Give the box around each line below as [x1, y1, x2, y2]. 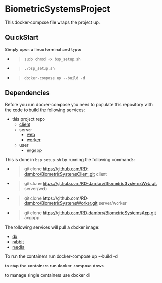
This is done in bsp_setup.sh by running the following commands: [5, 156, 135, 162]
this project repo [12, 116, 45, 122]
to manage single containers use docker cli [5, 272, 91, 278]
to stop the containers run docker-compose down [5, 263, 104, 268]
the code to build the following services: [5, 107, 85, 113]
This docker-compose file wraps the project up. [5, 19, 100, 25]
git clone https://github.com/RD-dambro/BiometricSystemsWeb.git [24, 181, 157, 186]
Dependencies [5, 89, 50, 97]
